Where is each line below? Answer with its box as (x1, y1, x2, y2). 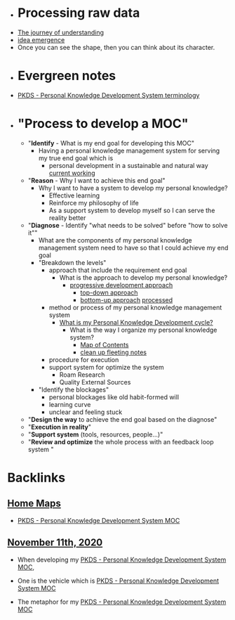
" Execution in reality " (27, 422, 92, 431)
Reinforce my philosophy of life (48, 198, 139, 207)
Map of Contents (80, 340, 129, 349)
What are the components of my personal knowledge (38, 235, 192, 244)
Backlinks (7, 470, 66, 486)
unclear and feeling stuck (48, 408, 123, 416)
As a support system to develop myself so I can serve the (48, 206, 215, 214)
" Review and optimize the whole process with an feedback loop (27, 437, 214, 446)
